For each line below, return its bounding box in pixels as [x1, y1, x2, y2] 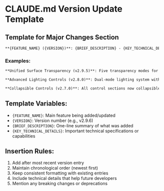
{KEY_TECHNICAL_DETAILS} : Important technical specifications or [12, 128, 139, 134]
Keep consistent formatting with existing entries [12, 170, 108, 176]
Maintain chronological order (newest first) [12, 165, 99, 171]
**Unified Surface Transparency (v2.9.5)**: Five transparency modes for [5, 69, 159, 73]
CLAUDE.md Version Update [5, 3, 123, 15]
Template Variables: [5, 100, 67, 108]
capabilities [12, 133, 36, 139]
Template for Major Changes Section [5, 33, 119, 41]
